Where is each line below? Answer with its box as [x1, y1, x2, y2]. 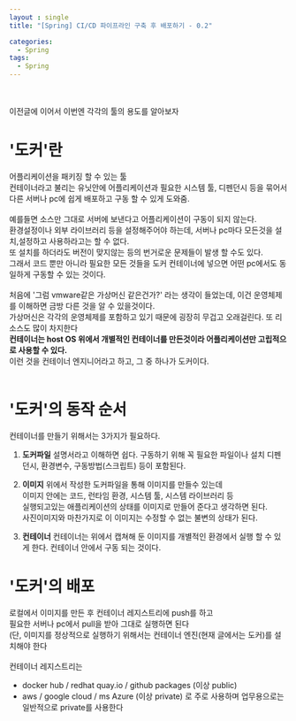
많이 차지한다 [32, 322, 78, 333]
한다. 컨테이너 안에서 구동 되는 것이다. [31, 541, 162, 553]
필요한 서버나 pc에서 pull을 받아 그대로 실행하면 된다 [9, 618, 190, 629]
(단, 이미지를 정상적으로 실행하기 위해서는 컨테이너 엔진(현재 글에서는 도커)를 [9, 629, 272, 640]
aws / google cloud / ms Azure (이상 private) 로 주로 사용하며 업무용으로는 [21, 691, 285, 702]
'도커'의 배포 [9, 577, 95, 597]
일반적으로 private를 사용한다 [21, 702, 124, 712]
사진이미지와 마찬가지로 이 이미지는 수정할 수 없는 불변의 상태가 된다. [21, 512, 258, 523]
